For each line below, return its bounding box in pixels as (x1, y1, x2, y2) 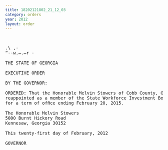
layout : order (5, 21, 35, 27)
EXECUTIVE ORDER (5, 70, 45, 76)
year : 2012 (5, 17, 28, 22)
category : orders (5, 12, 41, 17)
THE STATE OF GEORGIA (5, 60, 58, 66)
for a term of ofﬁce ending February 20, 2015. (5, 100, 124, 106)
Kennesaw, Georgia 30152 (5, 120, 66, 126)
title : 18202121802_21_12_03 (5, 7, 66, 13)
